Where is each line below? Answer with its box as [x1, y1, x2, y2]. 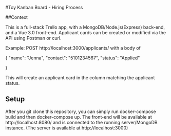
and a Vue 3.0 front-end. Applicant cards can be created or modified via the [5, 30, 166, 35]
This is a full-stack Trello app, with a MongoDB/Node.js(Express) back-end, [5, 24, 165, 30]
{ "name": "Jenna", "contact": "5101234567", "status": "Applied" [5, 55, 140, 61]
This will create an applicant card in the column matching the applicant [5, 75, 155, 81]
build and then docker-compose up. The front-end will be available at [5, 114, 153, 120]
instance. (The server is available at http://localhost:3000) [5, 125, 128, 131]
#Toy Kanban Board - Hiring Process [5, 5, 83, 10]
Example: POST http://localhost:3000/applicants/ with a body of [5, 45, 141, 51]
